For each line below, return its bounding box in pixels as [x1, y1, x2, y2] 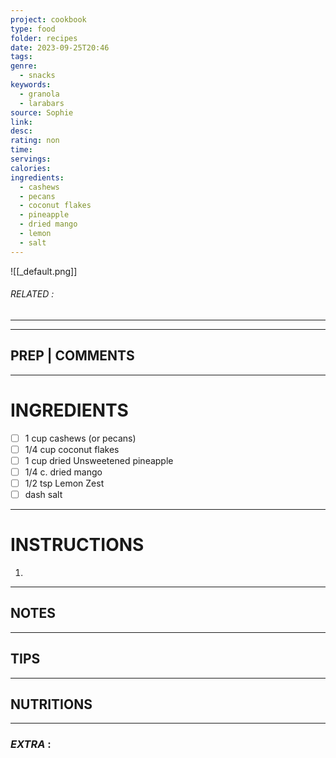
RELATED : [10, 288, 55, 300]
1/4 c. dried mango [24, 466, 103, 478]
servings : [10, 154, 52, 164]
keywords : [10, 80, 52, 90]
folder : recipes [10, 33, 78, 43]
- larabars [19, 98, 65, 108]
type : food [10, 24, 56, 34]
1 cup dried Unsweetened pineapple [24, 454, 174, 466]
